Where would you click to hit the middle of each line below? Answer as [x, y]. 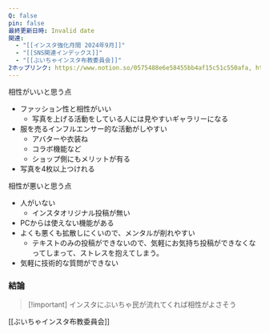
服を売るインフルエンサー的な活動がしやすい [94, 128]
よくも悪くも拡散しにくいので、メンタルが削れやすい [107, 232]
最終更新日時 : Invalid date [51, 30]
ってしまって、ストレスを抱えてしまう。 [98, 252]
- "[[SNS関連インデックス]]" [59, 53]
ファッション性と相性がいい [66, 108]
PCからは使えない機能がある [67, 223]
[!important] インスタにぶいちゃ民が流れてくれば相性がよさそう [132, 304]
